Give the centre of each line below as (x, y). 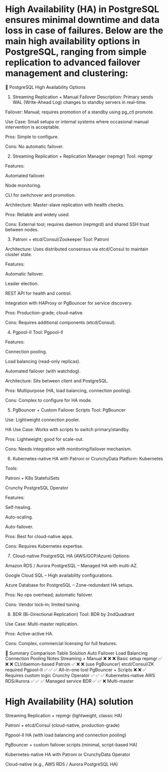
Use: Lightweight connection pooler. (43, 420)
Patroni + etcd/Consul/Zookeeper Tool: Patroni (61, 239)
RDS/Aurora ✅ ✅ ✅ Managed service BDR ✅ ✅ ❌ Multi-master (69, 681)
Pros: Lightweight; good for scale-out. (44, 439)
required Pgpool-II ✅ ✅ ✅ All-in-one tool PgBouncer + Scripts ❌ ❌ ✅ (76, 670)
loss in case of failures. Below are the (84, 31)
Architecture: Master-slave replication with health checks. (65, 205)
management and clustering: (67, 73)
